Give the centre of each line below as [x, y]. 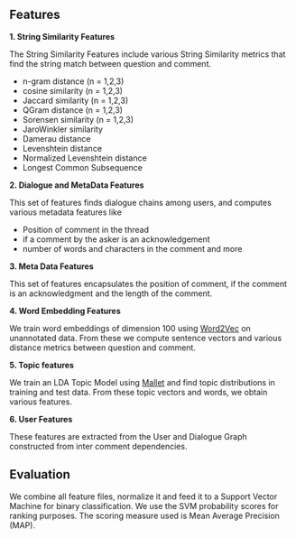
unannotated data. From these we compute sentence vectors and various [146, 338]
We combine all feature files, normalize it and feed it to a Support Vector [143, 496]
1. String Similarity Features [62, 36]
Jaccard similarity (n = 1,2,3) [75, 100]
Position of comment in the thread [85, 229]
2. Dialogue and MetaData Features [77, 185]
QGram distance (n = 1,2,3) [73, 110]
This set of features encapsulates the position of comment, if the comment [148, 283]
